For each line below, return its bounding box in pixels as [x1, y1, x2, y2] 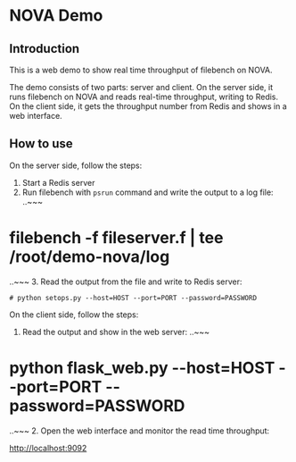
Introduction [9, 41, 80, 56]
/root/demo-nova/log [9, 247, 170, 266]
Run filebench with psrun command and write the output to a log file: [21, 187, 274, 197]
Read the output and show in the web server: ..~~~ [21, 326, 210, 337]
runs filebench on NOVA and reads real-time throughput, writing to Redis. [9, 91, 279, 102]
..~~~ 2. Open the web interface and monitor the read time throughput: [9, 425, 270, 436]
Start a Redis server [21, 177, 95, 188]
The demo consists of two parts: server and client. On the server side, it [9, 82, 274, 92]
